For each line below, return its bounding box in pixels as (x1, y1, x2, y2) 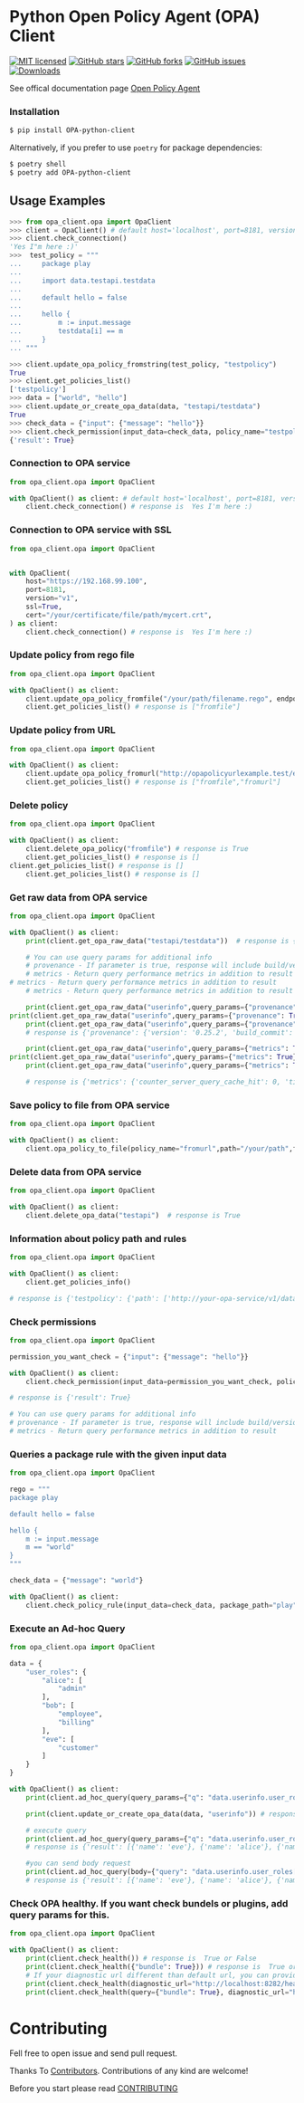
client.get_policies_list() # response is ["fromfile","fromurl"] (25, 778, 281, 787)
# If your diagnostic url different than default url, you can (25, 1971, 270, 1980)
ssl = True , (25, 602, 63, 612)
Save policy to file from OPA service (9, 1098, 170, 1111)
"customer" (57, 1743, 100, 1753)
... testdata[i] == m (9, 327, 124, 336)
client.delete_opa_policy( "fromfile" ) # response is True (25, 845, 249, 854)
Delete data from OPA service (9, 1165, 142, 1178)
